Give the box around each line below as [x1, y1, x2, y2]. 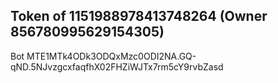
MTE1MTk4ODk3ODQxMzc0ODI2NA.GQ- [26, 50, 197, 62]
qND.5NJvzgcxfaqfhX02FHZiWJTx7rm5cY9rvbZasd [10, 60, 224, 73]
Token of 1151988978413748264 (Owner [10, 8, 268, 25]
